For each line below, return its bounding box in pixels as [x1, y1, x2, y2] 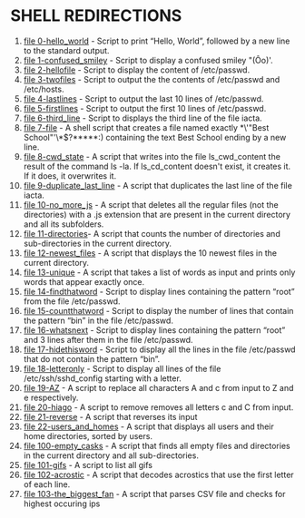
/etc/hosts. [23, 83, 64, 94]
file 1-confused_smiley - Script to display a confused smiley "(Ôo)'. [23, 54, 273, 65]
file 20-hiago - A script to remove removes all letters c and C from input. [23, 401, 294, 413]
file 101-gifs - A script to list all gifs [23, 459, 153, 470]
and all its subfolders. [23, 219, 104, 230]
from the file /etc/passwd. [23, 296, 121, 307]
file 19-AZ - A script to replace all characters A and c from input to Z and [23, 382, 294, 393]
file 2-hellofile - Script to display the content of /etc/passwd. [23, 64, 251, 75]
